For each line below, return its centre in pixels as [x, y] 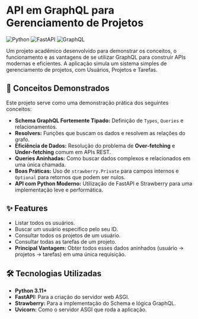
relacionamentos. [36, 127]
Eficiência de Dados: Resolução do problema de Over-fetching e [95, 145]
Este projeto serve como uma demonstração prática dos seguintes [87, 103]
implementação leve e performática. [59, 190]
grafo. [22, 139]
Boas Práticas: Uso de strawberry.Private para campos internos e [97, 171]
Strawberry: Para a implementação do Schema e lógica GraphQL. [95, 304]
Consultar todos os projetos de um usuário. [68, 235]
